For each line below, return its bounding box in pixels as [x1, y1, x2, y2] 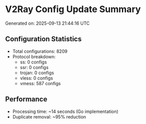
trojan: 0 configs [20, 70, 54, 76]
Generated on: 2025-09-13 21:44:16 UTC [5, 20, 90, 26]
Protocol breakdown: [12, 53, 56, 59]
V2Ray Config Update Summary [5, 4, 141, 15]
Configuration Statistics [5, 35, 82, 43]
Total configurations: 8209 [12, 48, 68, 54]
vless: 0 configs [20, 75, 53, 81]
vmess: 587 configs [20, 80, 61, 86]
